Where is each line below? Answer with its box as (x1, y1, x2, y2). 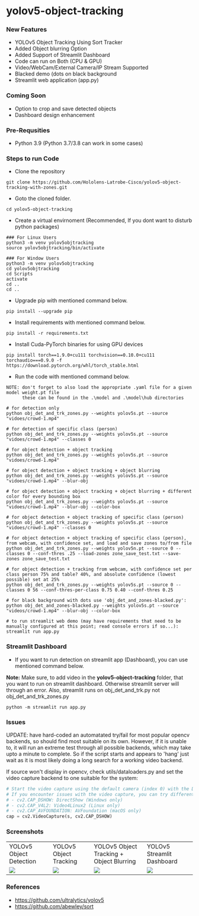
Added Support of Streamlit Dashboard (14, 52, 111, 59)
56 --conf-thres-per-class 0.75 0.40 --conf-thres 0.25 (32, 587, 174, 593)
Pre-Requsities (6, 126, 50, 134)
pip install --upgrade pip (6, 309, 73, 315)
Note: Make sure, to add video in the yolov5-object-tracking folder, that (6, 674, 184, 681)
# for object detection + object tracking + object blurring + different (6, 489, 192, 495)
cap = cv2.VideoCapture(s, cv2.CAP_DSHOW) (6, 813, 113, 820)
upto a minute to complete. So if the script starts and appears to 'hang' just (6, 750, 190, 757)
